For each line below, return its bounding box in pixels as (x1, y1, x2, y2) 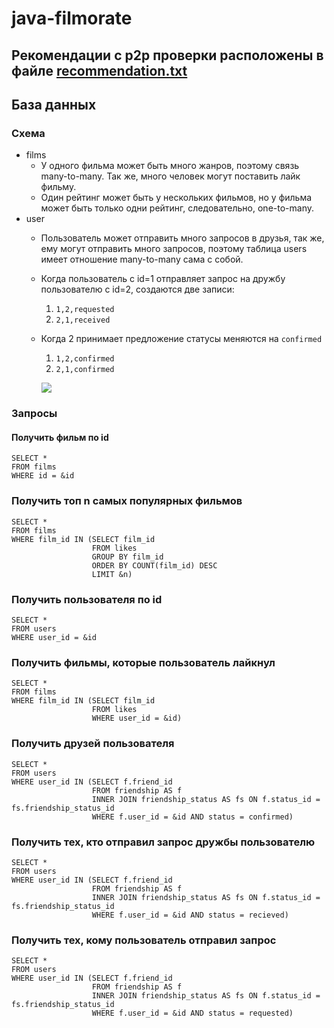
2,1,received (55, 315, 111, 326)
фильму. (40, 181, 77, 193)
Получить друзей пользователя (11, 737, 175, 751)
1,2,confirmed (55, 354, 115, 364)
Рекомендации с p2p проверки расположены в (11, 47, 324, 64)
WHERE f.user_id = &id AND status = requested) (91, 1008, 294, 1019)
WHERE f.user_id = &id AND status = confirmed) (91, 812, 294, 822)
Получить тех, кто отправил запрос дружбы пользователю (11, 835, 316, 849)
